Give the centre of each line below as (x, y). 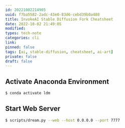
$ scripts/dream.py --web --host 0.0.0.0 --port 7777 (63, 120)
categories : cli (22, 38)
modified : (16, 29)
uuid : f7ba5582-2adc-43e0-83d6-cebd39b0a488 (52, 15)
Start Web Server (33, 109)
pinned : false (20, 47)
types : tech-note (23, 33)
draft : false (19, 61)
